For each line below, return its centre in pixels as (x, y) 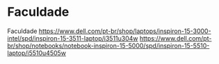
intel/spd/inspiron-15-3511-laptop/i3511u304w (73, 38)
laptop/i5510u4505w (37, 53)
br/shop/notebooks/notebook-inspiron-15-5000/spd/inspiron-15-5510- (108, 45)
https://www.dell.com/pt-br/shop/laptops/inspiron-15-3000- (125, 31)
